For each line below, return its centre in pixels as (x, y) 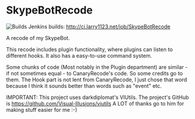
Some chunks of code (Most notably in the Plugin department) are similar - (97, 67)
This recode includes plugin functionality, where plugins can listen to (90, 49)
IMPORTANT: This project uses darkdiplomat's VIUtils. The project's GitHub (97, 97)
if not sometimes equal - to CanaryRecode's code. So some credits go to (95, 73)
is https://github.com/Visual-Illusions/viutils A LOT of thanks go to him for (95, 103)
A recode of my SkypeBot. (38, 38)
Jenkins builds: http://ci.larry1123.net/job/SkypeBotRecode (100, 27)
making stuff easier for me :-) (42, 110)
